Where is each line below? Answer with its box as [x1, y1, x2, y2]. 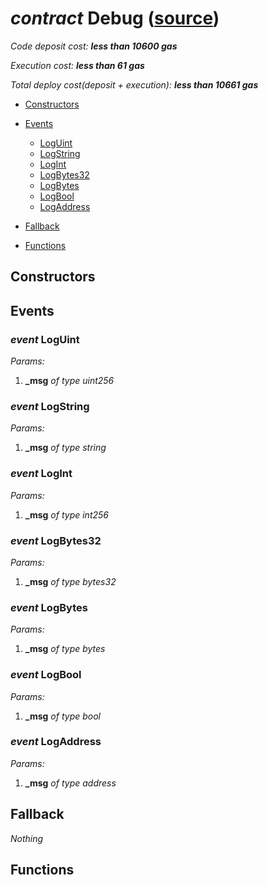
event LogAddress [10, 735, 102, 749]
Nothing [10, 832, 44, 844]
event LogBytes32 [10, 533, 102, 547]
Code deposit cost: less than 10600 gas [10, 40, 178, 52]
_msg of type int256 [24, 508, 109, 521]
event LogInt [10, 467, 73, 481]
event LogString [10, 399, 90, 413]
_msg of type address [24, 777, 117, 789]
